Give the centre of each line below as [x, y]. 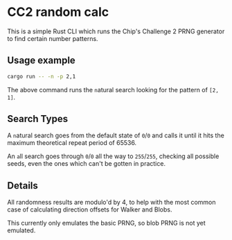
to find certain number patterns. [53, 38]
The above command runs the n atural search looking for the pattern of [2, [113, 89]
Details [23, 186]
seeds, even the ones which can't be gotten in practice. [87, 164]
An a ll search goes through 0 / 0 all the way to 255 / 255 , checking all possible [113, 156]
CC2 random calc [58, 12]
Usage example [42, 61]
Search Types [37, 119]
